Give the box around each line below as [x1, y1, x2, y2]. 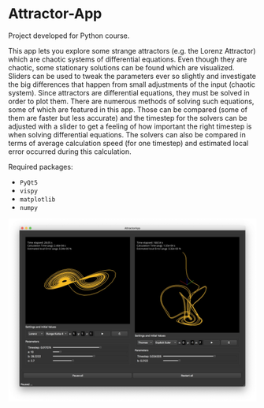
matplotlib [19, 195, 56, 204]
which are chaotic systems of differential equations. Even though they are [8, 54, 247, 64]
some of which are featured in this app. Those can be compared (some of [8, 104, 248, 114]
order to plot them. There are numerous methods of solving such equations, [8, 96, 255, 106]
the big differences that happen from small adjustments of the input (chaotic [8, 80, 256, 89]
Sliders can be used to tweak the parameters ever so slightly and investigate [8, 71, 256, 80]
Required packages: [8, 162, 73, 171]
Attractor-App [8, 5, 102, 23]
